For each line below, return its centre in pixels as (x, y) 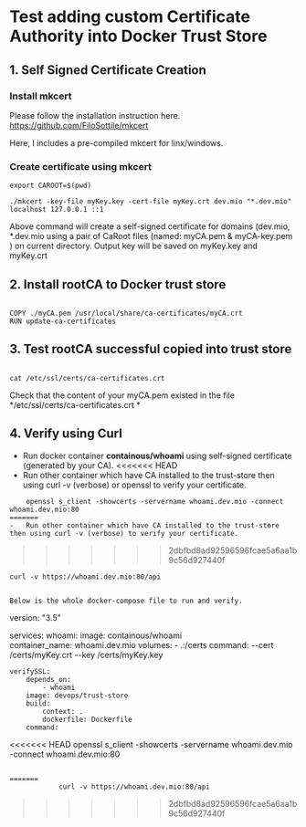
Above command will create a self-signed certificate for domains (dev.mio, (150, 226)
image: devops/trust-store (77, 696)
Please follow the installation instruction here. (95, 115)
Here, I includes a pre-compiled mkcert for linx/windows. (116, 142)
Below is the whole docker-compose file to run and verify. (127, 601)
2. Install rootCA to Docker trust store (118, 284)
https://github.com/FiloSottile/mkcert (79, 125)
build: (38, 703)
